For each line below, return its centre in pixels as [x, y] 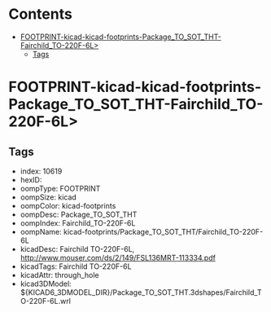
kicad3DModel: [46, 283]
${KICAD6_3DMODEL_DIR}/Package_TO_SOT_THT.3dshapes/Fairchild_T [141, 292]
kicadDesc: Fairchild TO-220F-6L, [77, 248]
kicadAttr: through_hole [59, 275]
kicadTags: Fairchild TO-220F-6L [76, 266]
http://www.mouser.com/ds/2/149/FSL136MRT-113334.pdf [118, 257]
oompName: [41, 231]
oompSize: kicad [48, 197]
